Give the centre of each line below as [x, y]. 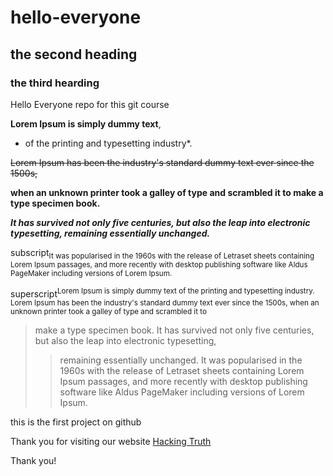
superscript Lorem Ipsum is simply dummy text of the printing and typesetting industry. [162, 293]
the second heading [74, 54]
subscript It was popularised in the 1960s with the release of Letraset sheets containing [162, 253]
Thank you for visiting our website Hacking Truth [111, 442]
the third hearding [55, 83]
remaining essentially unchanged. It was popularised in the [181, 360]
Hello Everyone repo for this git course [90, 104]
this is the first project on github [76, 422]
